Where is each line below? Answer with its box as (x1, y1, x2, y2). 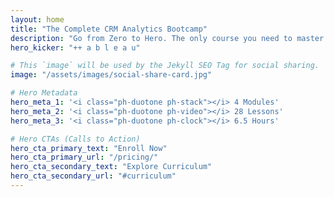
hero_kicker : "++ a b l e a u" (10, 42, 141, 53)
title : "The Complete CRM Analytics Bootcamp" (10, 24, 208, 34)
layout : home (10, 14, 65, 25)
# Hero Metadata (10, 88, 78, 98)
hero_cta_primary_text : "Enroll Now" (10, 143, 168, 153)
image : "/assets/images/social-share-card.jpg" (10, 70, 213, 80)
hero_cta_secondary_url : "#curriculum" (10, 171, 177, 181)
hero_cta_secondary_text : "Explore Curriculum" (10, 162, 213, 172)
